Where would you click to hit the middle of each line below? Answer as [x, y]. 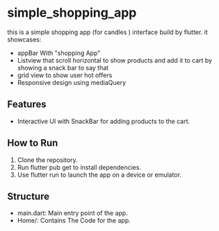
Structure [29, 196]
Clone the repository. [47, 160]
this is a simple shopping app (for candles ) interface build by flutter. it [108, 32]
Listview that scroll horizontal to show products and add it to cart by [115, 60]
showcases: [24, 39]
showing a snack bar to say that [63, 67]
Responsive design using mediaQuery [72, 82]
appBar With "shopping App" [59, 53]
